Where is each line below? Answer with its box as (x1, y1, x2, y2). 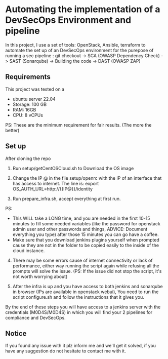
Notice (5, 329, 27, 338)
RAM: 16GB (12, 106, 36, 112)
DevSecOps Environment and (5, 14, 132, 26)
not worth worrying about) (12, 273, 68, 280)
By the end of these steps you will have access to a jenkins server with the (5, 304, 161, 310)
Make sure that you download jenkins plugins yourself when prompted (12, 236, 159, 243)
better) (5, 127, 20, 133)
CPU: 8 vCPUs (12, 112, 43, 118)
